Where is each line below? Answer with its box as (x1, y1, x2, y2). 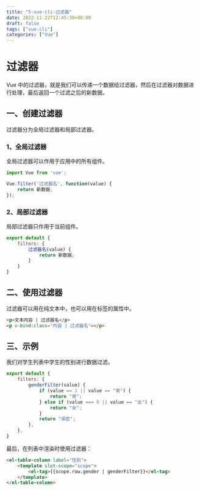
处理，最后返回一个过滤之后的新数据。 (11, 89, 108, 96)
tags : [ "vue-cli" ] (6, 26, 53, 32)
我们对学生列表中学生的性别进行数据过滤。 (6, 358, 113, 366)
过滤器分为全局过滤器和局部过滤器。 (6, 126, 98, 133)
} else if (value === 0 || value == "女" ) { (38, 399, 154, 405)
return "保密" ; (38, 416, 76, 422)
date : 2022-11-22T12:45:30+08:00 (6, 15, 91, 21)
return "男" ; (49, 393, 82, 399)
